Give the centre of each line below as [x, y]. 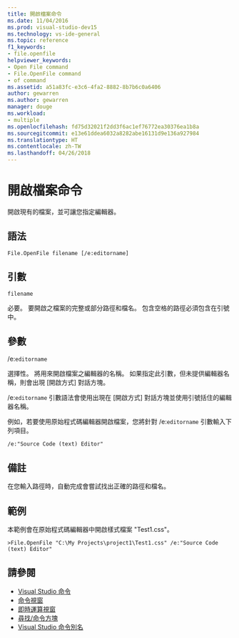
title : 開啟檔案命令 [35, 14]
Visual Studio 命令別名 [50, 627]
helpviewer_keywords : [40, 61]
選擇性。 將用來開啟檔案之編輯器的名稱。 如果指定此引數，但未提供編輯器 [115, 374]
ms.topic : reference [38, 41]
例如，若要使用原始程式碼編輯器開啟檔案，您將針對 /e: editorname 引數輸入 [117, 422]
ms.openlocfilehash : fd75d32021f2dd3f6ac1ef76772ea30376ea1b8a [103, 127]
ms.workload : [27, 113]
